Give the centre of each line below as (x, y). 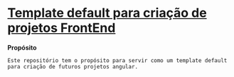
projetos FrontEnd (62, 28)
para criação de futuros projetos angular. (73, 66)
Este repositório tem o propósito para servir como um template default (117, 60)
